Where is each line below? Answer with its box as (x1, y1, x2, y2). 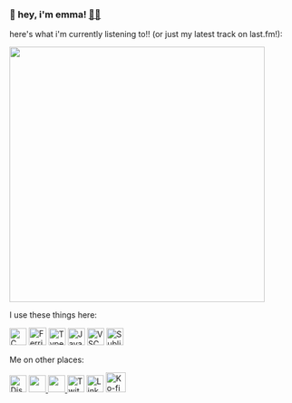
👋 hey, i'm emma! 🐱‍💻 (9, 8, 102, 21)
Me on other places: (9, 354, 84, 366)
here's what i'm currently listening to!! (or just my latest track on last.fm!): (9, 29, 283, 40)
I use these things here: (9, 310, 98, 320)
